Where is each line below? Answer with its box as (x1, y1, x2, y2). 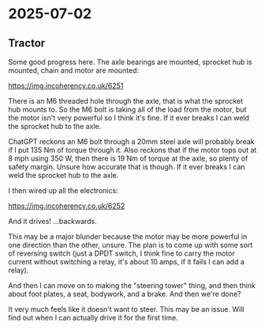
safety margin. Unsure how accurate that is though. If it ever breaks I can (8, 162, 246, 171)
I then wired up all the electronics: (8, 186, 118, 195)
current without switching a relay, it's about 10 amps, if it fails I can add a (8, 257, 244, 266)
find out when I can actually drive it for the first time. (8, 313, 179, 322)
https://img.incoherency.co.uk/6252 (8, 201, 125, 211)
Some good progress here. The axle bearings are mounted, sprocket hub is (8, 57, 252, 66)
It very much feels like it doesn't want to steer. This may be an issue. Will (8, 305, 244, 313)
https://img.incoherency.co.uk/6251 (8, 81, 124, 90)
